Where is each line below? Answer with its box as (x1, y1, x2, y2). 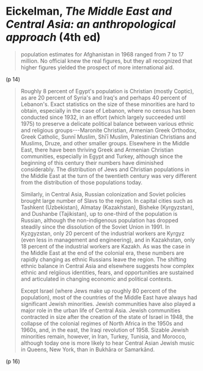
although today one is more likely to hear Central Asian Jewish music (20, 339, 195, 346)
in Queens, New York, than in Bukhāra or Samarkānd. (20, 345, 155, 353)
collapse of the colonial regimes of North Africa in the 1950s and (20, 319, 183, 327)
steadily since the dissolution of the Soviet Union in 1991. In (20, 223, 171, 231)
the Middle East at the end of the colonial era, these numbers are (20, 249, 185, 256)
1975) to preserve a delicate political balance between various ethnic (20, 120, 194, 127)
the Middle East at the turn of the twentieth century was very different (20, 172, 197, 179)
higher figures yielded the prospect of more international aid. (20, 63, 175, 71)
